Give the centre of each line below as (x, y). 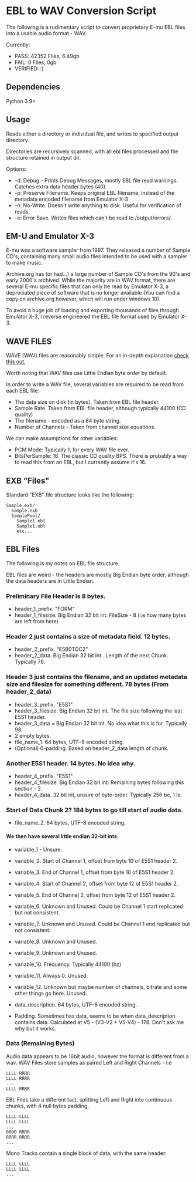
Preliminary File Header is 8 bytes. (56, 596)
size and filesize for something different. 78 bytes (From (87, 684)
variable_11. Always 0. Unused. (51, 975)
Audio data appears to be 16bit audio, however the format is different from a (97, 1056)
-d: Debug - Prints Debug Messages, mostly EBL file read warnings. (96, 180)
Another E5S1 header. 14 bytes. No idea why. (71, 763)
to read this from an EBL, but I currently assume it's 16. (80, 462)
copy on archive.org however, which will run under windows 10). (83, 299)
